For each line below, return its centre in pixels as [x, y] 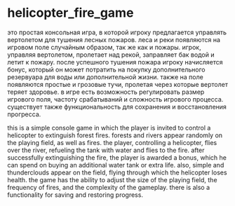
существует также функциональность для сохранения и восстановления [117, 107]
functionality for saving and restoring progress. [75, 195]
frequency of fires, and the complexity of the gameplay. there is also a [109, 187]
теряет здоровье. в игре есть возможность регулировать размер [106, 92]
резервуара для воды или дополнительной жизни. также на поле [105, 77]
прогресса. [24, 114]
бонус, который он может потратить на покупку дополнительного [106, 69]
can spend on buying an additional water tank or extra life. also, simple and [116, 165]
